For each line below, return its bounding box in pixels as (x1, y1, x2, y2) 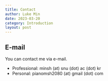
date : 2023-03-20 (5, 16, 40, 21)
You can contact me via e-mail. (5, 56, 67, 62)
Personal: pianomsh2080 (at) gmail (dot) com (12, 70, 104, 76)
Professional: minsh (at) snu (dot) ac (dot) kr (12, 65, 101, 71)
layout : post (5, 25, 32, 30)
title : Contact (5, 7, 36, 12)
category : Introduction (5, 20, 54, 26)
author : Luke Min (5, 12, 40, 16)
